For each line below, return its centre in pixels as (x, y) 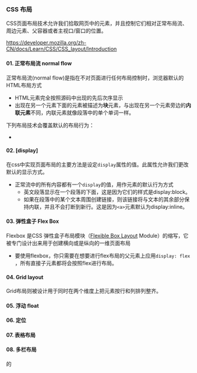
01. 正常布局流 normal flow (39, 63)
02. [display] (22, 151)
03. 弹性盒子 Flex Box (33, 221)
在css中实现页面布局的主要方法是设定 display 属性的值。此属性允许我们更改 (97, 164)
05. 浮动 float (23, 305)
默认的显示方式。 (27, 172)
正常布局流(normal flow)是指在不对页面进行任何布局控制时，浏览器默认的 (95, 78)
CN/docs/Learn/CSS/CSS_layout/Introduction (62, 49)
